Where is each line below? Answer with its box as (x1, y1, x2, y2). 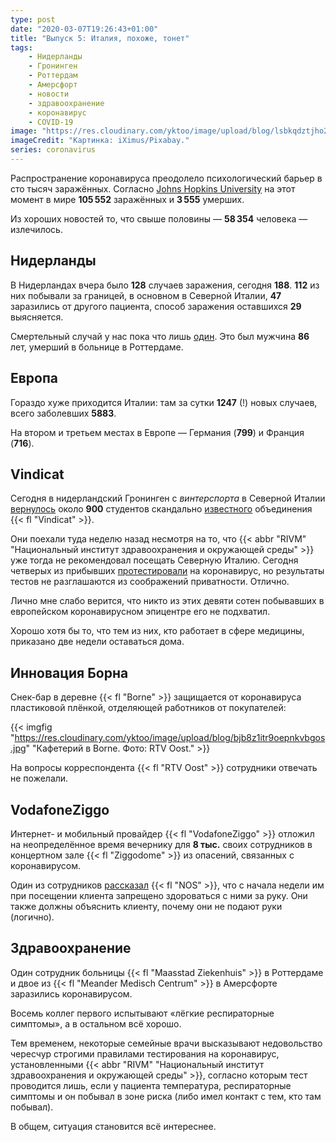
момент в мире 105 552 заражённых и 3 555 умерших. (10, 193, 245, 205)
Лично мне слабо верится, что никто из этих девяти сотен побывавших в (10, 595, 325, 607)
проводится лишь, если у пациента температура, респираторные (10, 1079, 292, 1091)
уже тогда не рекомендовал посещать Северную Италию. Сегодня (10, 554, 299, 566)
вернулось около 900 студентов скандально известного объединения (10, 503, 313, 515)
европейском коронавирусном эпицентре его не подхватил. (10, 606, 271, 618)
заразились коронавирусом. (10, 987, 133, 1000)
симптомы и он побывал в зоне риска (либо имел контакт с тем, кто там (10, 1090, 322, 1102)
